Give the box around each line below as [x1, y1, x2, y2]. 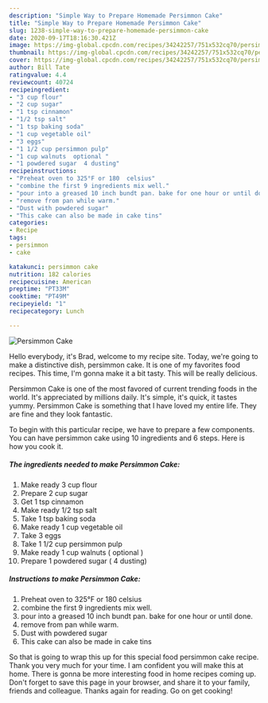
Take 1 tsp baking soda [20, 514, 96, 523]
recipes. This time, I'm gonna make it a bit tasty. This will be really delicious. [9, 368, 258, 378]
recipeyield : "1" [9, 300, 67, 308]
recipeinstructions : [9, 167, 78, 175]
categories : [9, 219, 49, 227]
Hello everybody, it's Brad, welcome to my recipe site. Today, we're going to [9, 351, 258, 361]
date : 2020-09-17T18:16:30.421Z [9, 33, 116, 42]
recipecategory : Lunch [9, 307, 84, 315]
